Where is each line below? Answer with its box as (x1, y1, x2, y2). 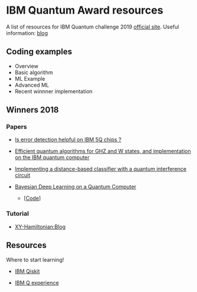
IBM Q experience (14, 279, 59, 286)
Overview (14, 62, 39, 69)
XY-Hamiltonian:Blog (14, 223, 66, 230)
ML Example (14, 75, 46, 82)
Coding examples (6, 47, 72, 57)
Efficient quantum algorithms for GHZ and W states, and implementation (14, 148, 191, 155)
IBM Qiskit (14, 268, 40, 275)
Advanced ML (14, 81, 49, 88)
